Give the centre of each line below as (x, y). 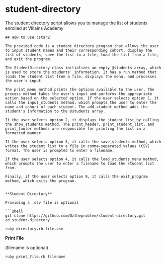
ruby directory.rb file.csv (34, 229)
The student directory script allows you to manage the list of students (76, 23)
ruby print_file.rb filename (35, 257)
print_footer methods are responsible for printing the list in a (75, 129)
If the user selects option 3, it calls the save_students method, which (83, 142)
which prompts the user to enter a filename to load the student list (80, 163)
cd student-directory (28, 220)
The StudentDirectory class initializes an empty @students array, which (83, 68)
